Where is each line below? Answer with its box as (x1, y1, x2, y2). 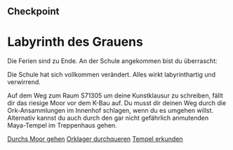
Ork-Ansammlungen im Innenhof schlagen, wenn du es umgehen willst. (7, 107, 214, 115)
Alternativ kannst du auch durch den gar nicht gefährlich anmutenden (7, 114, 209, 122)
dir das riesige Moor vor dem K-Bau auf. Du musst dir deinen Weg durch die (7, 99, 227, 107)
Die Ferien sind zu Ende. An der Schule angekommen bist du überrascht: (7, 57, 218, 65)
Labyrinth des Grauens (7, 34, 144, 50)
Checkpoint (7, 6, 60, 18)
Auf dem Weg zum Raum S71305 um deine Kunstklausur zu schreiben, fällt (7, 91, 223, 100)
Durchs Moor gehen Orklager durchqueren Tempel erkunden (7, 135, 184, 143)
